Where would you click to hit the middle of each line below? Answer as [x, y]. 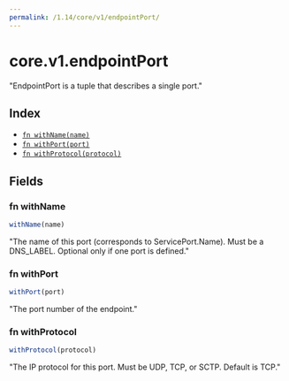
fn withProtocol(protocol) [72, 154]
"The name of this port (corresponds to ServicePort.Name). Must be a [137, 241]
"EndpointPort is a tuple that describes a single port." [106, 86]
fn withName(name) [56, 135]
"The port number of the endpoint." [73, 309]
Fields [27, 181]
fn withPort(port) [56, 145]
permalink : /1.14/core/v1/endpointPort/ [85, 17]
